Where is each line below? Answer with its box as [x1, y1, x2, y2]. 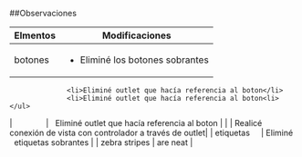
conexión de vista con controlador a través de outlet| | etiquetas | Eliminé [9, 127, 294, 138]
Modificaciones [101, 29, 172, 42]
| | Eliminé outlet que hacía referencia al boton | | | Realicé [9, 118, 263, 128]
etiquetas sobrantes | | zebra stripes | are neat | [13, 137, 193, 148]
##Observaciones [9, 8, 78, 18]
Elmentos [14, 29, 57, 42]
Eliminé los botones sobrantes [79, 54, 210, 66]
